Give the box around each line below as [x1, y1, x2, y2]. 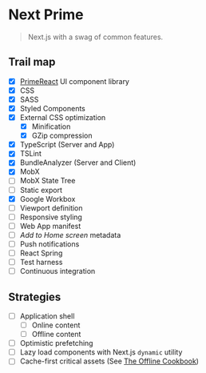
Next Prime [8, 6, 84, 24]
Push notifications [19, 239, 80, 249]
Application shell [19, 311, 75, 321]
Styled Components [19, 103, 86, 113]
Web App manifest [19, 221, 81, 231]
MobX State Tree [19, 176, 76, 186]
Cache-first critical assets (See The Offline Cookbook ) [19, 356, 200, 366]
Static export [19, 185, 62, 195]
